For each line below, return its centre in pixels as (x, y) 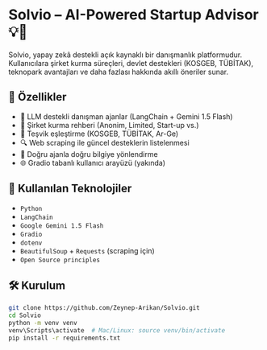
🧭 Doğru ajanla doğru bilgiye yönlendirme (89, 154)
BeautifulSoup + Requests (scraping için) (87, 250)
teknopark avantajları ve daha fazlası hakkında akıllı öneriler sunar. (119, 72)
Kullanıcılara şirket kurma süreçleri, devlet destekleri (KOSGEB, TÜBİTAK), (131, 63)
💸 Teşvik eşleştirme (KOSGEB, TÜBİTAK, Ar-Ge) (99, 134)
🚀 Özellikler (38, 97)
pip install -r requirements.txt (65, 338)
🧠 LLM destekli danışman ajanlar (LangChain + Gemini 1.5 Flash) (126, 116)
